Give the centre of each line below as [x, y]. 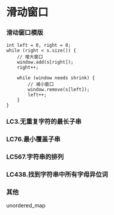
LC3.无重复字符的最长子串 [44, 122]
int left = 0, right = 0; [38, 46]
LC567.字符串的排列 [35, 157]
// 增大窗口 [30, 57]
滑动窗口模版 [25, 32]
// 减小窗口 [41, 85]
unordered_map [26, 205]
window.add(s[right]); [45, 62]
